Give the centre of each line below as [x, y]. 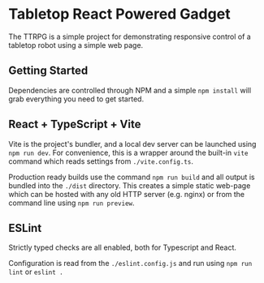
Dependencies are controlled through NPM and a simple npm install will [130, 90]
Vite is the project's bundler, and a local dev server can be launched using [132, 144]
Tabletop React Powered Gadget [119, 14]
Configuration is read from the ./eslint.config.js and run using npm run [130, 264]
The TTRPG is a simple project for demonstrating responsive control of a [130, 36]
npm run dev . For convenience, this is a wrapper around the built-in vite [128, 152]
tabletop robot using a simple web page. [76, 45]
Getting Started [48, 71]
